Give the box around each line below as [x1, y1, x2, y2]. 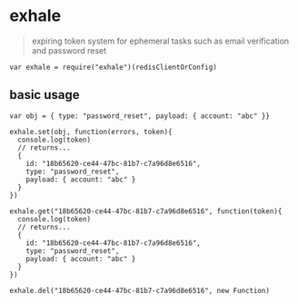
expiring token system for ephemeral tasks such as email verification [31, 35, 290, 46]
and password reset [31, 44, 107, 55]
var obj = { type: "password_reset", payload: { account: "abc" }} [9, 111, 271, 121]
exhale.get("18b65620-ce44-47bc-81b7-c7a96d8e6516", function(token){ [9, 206, 283, 216]
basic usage [9, 87, 80, 103]
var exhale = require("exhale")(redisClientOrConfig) [9, 63, 218, 72]
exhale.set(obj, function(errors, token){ [9, 127, 173, 136]
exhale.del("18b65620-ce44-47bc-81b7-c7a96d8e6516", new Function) [9, 286, 271, 295]
